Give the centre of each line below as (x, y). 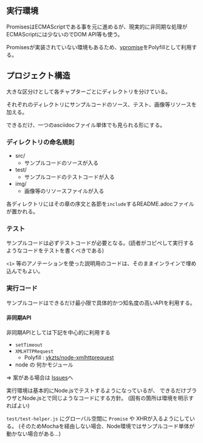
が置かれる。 (22, 211)
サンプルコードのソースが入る (61, 163)
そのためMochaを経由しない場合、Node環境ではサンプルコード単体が (108, 426)
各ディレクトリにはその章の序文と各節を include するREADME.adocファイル (100, 204)
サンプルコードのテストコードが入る (69, 177)
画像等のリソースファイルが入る (64, 191)
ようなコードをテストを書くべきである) (55, 251)
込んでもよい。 (25, 271)
